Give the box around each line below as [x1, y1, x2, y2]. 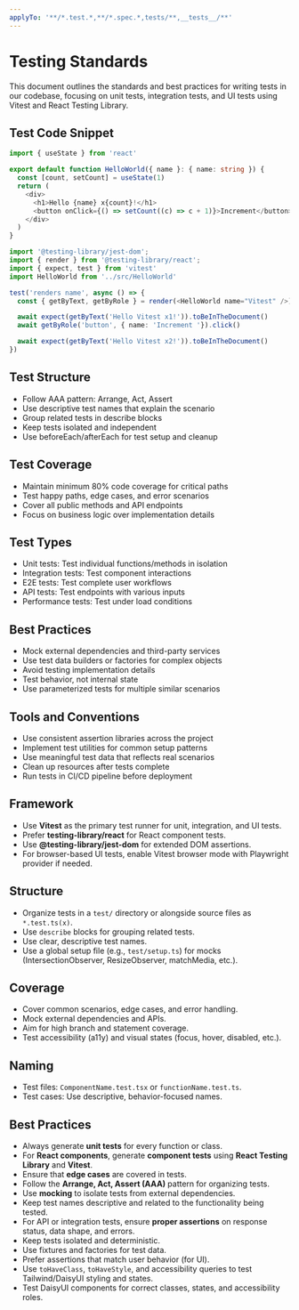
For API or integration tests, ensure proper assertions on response [21, 1217, 268, 1226]
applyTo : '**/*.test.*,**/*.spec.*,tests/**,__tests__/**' [9, 12, 233, 22]
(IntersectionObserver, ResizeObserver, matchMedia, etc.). [21, 954, 238, 966]
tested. [21, 1207, 49, 1217]
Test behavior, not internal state [21, 674, 139, 685]
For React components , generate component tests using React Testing [21, 1150, 288, 1160]
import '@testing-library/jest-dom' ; [9, 247, 149, 256]
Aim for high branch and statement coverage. [21, 1023, 190, 1033]
